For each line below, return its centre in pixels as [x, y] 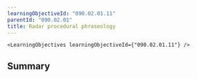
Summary [29, 66]
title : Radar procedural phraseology [62, 26]
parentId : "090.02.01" [40, 20]
